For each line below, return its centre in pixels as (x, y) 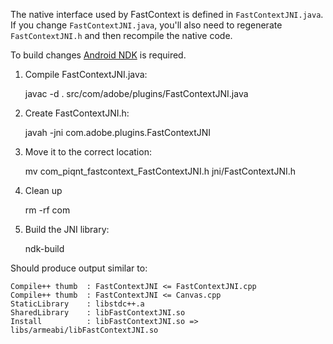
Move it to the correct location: (88, 152)
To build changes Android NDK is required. (98, 55)
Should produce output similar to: (79, 268)
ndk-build (44, 248)
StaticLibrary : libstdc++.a (77, 304)
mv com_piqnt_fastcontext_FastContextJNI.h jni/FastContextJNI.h (160, 171)
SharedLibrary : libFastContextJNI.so (98, 313)
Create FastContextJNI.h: (77, 113)
